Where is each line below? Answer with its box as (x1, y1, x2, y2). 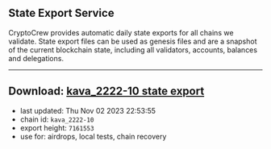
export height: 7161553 (19, 122, 94, 132)
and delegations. (8, 53, 65, 63)
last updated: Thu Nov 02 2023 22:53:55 (19, 106, 156, 115)
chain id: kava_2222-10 (19, 114, 94, 124)
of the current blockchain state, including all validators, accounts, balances (8, 44, 258, 55)
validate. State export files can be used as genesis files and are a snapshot (8, 36, 257, 46)
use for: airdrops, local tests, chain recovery (19, 131, 167, 141)
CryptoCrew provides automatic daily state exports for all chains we (8, 27, 234, 37)
